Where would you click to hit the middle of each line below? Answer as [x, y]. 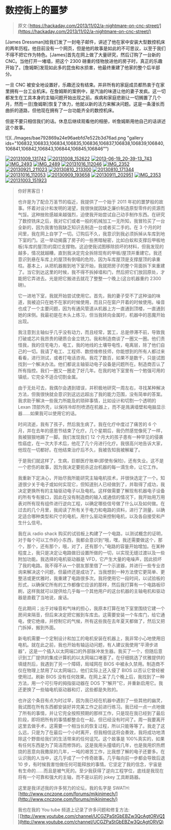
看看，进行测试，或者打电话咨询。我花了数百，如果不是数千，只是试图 [91, 357]
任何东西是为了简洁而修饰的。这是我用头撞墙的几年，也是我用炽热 [91, 745]
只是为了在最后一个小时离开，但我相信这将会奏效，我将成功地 [96, 732]
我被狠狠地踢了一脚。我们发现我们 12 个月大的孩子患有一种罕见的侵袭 [90, 437]
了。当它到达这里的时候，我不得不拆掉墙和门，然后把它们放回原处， [89, 272]
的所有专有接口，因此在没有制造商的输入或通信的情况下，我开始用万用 [91, 497]
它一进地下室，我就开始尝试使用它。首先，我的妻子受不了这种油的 [87, 296]
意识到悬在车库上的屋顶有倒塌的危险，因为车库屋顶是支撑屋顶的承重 [89, 259]
